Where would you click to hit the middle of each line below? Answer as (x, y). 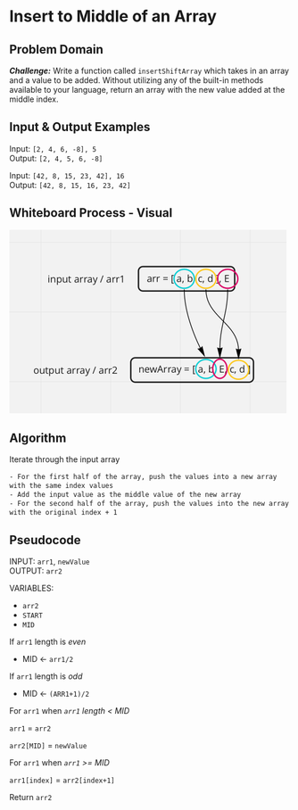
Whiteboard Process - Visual (91, 213)
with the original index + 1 (63, 513)
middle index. (34, 99)
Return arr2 (31, 798)
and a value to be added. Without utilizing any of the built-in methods (137, 80)
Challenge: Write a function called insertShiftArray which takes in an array (149, 70)
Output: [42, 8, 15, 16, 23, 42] (70, 185)
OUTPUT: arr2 (36, 571)
